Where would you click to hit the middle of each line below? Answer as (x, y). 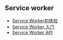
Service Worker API (32, 32)
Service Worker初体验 (35, 20)
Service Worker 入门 (33, 27)
